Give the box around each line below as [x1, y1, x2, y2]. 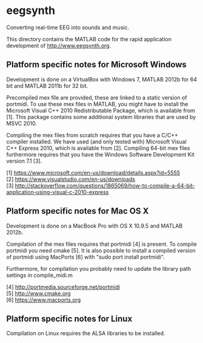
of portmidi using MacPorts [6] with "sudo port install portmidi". [6, 253, 165, 260]
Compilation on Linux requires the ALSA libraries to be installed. [6, 330, 165, 337]
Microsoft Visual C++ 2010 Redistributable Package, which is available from [6, 107, 196, 114]
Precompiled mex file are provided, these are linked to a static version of [6, 93, 187, 101]
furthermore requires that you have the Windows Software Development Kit [6, 151, 195, 158]
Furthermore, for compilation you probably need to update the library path [6, 265, 191, 272]
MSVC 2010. [6, 120, 38, 127]
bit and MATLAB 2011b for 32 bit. [6, 82, 88, 89]
